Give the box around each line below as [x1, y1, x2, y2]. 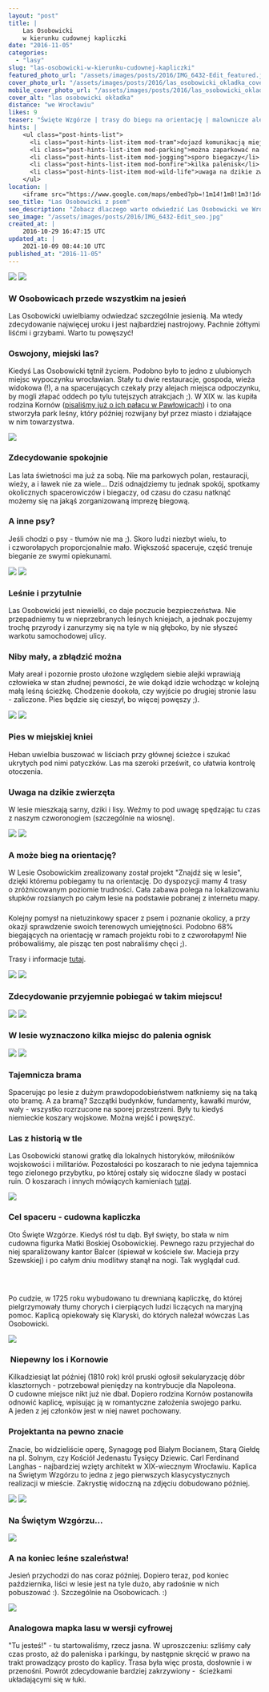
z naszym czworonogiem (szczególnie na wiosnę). [8, 813, 175, 823]
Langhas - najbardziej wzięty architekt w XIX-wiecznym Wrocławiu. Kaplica [8, 1461, 258, 1471]
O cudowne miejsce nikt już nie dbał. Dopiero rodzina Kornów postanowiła [8, 1389, 254, 1399]
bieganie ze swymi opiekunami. [8, 551, 112, 560]
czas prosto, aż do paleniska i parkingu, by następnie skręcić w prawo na [8, 1650, 251, 1659]
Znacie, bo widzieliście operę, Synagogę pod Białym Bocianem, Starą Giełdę [8, 1444, 260, 1453]
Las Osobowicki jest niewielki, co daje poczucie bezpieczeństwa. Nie [8, 606, 236, 615]
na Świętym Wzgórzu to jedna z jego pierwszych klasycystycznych [8, 1469, 231, 1479]
